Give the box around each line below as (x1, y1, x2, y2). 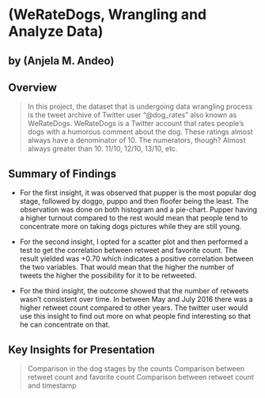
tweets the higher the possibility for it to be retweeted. (19, 271, 197, 281)
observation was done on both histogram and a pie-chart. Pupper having (19, 205, 258, 215)
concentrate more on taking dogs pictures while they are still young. (19, 222, 242, 232)
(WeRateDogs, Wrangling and (8, 6, 207, 24)
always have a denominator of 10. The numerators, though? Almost (27, 136, 246, 145)
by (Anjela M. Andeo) (8, 54, 115, 67)
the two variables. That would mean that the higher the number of (19, 262, 235, 272)
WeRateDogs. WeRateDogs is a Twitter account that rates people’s (27, 119, 244, 128)
